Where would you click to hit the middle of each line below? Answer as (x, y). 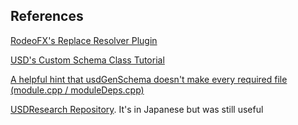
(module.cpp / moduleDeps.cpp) (77, 90)
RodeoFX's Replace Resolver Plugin (84, 40)
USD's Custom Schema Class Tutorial (87, 60)
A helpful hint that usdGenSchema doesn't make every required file (149, 79)
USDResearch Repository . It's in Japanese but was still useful (137, 109)
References (47, 16)
